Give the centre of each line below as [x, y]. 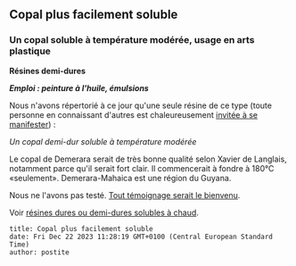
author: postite [39, 252]
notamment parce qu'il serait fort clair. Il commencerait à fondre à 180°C [142, 168]
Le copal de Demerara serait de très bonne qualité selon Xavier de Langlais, [148, 159]
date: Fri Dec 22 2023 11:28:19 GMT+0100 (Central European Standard [141, 237]
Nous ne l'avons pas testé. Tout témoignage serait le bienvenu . [125, 195]
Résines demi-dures [48, 71]
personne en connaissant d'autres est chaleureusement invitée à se [134, 114]
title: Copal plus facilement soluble [81, 229]
